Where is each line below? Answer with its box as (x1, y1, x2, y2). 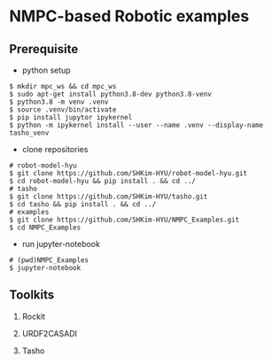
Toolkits (9, 288, 55, 303)
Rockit (21, 311, 46, 321)
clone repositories (21, 144, 89, 154)
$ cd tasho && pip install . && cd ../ (9, 200, 157, 209)
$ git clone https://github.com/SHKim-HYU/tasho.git (9, 192, 208, 201)
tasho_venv (9, 128, 50, 137)
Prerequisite (9, 42, 79, 57)
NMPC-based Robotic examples (9, 6, 250, 27)
